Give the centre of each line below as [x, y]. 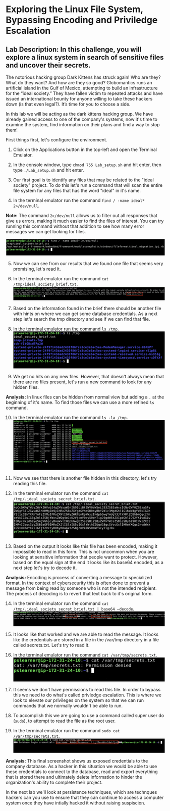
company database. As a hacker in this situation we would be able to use [81, 766]
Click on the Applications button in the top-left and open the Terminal [85, 149]
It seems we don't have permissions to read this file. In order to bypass [87, 689]
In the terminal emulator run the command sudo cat [66, 730]
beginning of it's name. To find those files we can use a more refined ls [80, 402]
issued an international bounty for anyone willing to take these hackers [79, 99]
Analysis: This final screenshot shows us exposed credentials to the [77, 761]
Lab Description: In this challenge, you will [74, 49]
